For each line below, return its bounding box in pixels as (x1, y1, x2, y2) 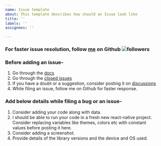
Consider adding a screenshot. (12, 130, 75, 136)
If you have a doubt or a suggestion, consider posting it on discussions (12, 80, 156, 86)
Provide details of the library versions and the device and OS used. (12, 135, 148, 141)
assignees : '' (5, 25, 34, 30)
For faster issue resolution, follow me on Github (5, 46, 121, 53)
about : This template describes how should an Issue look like (5, 12, 138, 17)
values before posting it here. (12, 124, 72, 130)
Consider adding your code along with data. (12, 109, 102, 115)
